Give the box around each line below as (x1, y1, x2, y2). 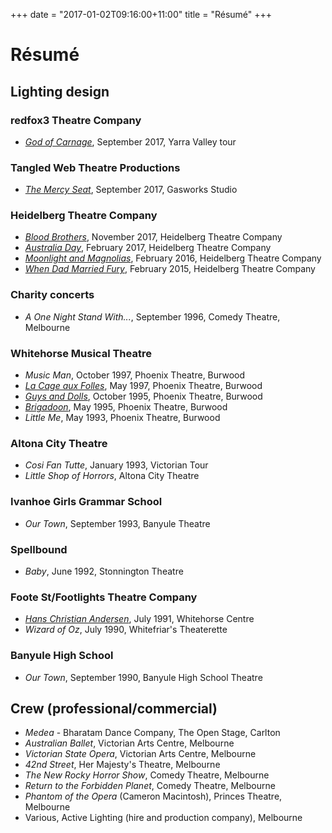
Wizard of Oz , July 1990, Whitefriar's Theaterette (24, 624, 228, 636)
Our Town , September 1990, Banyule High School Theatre (24, 671, 263, 683)
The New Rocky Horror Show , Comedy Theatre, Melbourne (24, 769, 270, 781)
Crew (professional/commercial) (10, 700, 218, 717)
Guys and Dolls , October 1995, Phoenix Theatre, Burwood (24, 390, 263, 403)
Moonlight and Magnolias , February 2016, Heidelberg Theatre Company (24, 252, 322, 264)
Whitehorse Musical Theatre (10, 346, 152, 360)
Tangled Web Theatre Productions (10, 160, 181, 174)
